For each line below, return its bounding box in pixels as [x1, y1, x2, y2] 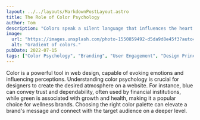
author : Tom [6, 20, 36, 26]
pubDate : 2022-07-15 [6, 48, 58, 53]
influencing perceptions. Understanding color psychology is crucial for [6, 75, 180, 83]
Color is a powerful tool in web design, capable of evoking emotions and [6, 69, 184, 76]
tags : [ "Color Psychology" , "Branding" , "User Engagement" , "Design [6, 53, 180, 59]
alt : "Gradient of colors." [11, 42, 82, 48]
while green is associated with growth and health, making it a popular [6, 94, 177, 102]
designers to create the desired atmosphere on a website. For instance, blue [6, 81, 193, 89]
